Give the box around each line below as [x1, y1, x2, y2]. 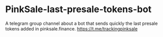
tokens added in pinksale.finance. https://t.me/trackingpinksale [5, 25, 138, 31]
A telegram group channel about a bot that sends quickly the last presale [5, 20, 158, 26]
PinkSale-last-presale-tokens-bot [5, 4, 152, 15]
